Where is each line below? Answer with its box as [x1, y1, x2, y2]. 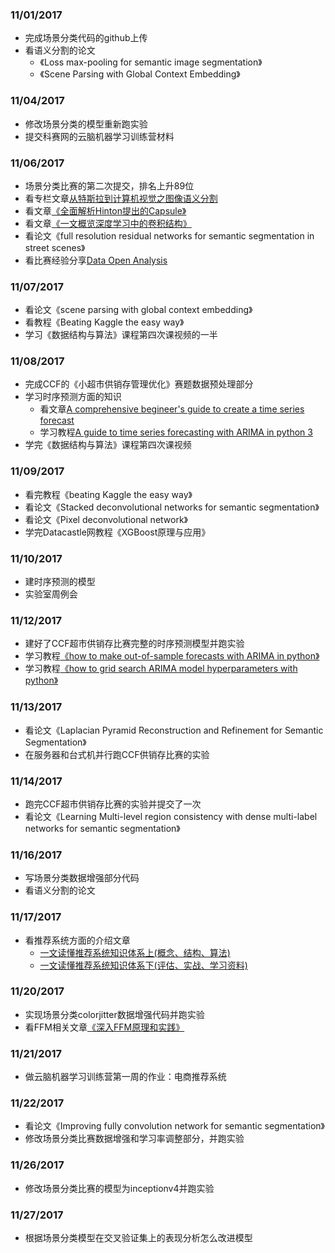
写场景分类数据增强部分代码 [24, 872, 140, 884]
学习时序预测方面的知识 [24, 391, 122, 403]
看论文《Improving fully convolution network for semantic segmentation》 [24, 1120, 325, 1132]
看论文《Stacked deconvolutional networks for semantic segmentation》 [24, 501, 320, 513]
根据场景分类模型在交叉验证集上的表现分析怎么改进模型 [24, 1232, 253, 1244]
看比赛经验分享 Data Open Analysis [24, 254, 168, 266]
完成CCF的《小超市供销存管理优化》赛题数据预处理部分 [24, 378, 254, 390]
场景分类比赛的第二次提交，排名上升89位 [24, 179, 195, 192]
